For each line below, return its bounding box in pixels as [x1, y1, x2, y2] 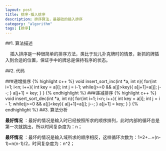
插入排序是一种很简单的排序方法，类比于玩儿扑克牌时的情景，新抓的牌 [9, 51, 155, 57]
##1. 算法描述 [5, 40, 33, 46]
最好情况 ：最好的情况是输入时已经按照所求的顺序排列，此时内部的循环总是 [5, 117, 160, 123]
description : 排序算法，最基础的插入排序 [5, 16, 83, 21]
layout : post [5, 7, 32, 12]
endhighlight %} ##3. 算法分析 [5, 107, 68, 113]
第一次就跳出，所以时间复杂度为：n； [5, 123, 82, 130]
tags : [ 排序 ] [5, 26, 31, 31]
